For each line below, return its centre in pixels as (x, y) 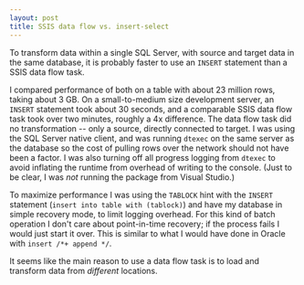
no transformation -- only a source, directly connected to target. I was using (152, 128)
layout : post (34, 18)
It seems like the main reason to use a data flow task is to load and (135, 260)
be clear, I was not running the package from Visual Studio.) (122, 177)
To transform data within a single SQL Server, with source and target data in (152, 52)
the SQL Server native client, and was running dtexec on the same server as (152, 138)
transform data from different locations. (84, 270)
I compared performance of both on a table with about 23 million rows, (142, 90)
